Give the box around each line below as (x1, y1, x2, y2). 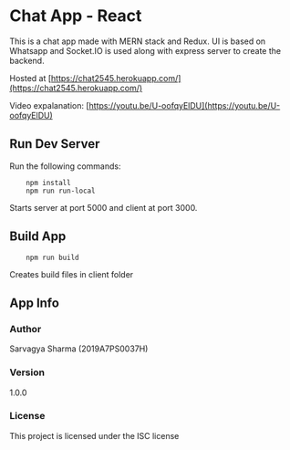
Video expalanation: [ (9, 99, 89, 110)
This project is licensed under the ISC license (9, 430, 180, 441)
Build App (9, 229, 67, 245)
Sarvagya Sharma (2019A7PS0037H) (9, 343, 149, 354)
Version (9, 366, 46, 379)
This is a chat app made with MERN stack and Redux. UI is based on (9, 36, 266, 47)
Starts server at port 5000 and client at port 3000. (9, 202, 198, 213)
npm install (26, 178, 71, 187)
